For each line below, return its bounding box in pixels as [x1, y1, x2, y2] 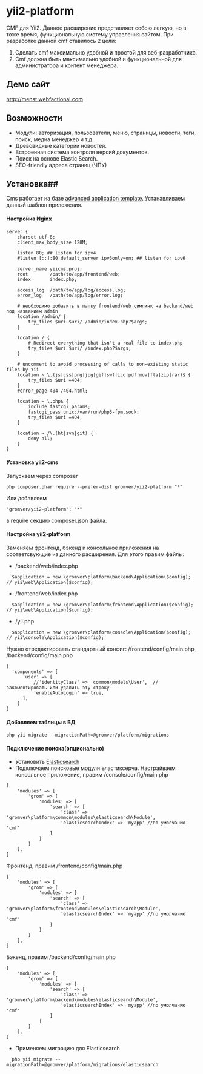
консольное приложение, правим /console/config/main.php [15, 771, 168, 778]
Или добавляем [6, 494, 47, 502]
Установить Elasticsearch [15, 758, 80, 766]
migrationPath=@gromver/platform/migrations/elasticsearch [6, 1062, 159, 1068]
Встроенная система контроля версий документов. [15, 148, 150, 156]
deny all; [28, 435, 53, 442]
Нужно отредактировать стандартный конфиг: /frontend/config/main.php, [6, 645, 196, 652]
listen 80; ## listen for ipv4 [17, 250, 96, 256]
